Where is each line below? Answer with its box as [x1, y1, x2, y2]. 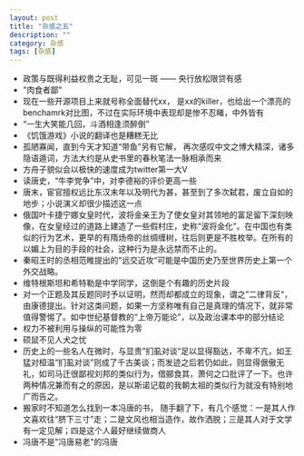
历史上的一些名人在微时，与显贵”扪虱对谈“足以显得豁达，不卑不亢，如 [22, 346, 285, 357]
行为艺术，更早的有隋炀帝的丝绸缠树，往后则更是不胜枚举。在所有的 [38, 233, 293, 243]
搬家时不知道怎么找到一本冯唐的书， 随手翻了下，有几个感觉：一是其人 [22, 402, 288, 413]
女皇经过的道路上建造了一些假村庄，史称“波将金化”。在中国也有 [46, 221, 285, 232]
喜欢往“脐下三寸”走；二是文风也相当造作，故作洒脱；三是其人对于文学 [30, 414, 293, 425]
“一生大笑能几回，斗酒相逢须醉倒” [22, 119, 150, 130]
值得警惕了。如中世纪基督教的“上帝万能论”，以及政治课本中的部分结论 [22, 312, 285, 322]
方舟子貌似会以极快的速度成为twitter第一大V [22, 164, 188, 175]
